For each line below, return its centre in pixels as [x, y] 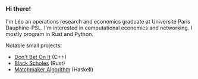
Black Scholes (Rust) [40, 63]
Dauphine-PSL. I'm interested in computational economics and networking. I [99, 28]
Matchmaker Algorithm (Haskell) [54, 70]
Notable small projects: [34, 45]
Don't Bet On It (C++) [40, 57]
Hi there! [18, 9]
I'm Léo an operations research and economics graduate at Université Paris [98, 22]
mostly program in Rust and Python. [49, 34]
